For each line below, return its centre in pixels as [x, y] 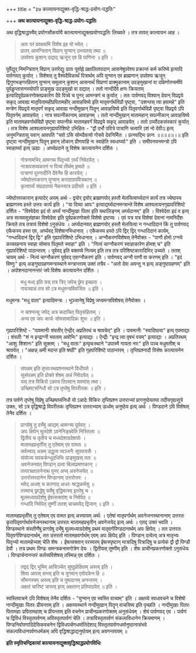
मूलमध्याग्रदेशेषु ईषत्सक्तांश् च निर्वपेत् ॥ [55, 497]
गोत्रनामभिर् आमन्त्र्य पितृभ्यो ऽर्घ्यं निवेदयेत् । [60, 160]
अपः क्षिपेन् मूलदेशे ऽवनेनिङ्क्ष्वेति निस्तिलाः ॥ [60, 431]
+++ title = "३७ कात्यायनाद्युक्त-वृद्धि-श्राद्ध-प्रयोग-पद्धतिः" [61, 9]
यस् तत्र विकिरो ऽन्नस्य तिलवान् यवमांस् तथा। [61, 382]
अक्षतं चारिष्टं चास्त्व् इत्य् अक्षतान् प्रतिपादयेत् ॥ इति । [69, 587]
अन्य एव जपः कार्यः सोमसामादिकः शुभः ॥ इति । [63, 319]
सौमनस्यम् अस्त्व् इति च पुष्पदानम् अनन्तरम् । [61, 580]
